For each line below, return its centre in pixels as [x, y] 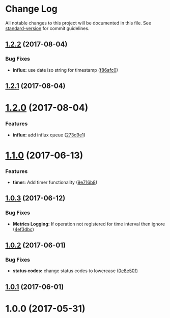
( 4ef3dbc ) [23, 229]
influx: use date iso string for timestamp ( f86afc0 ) [65, 70]
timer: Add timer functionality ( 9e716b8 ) [55, 182]
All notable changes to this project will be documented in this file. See [78, 23]
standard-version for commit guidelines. [47, 28]
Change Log [31, 9]
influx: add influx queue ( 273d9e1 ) [49, 135]
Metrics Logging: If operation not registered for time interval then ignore [89, 224]
